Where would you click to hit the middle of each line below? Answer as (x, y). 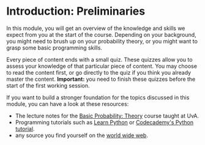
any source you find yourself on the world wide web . (81, 135)
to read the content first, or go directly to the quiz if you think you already (99, 72)
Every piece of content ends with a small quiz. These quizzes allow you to (99, 59)
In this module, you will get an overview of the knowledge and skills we (96, 28)
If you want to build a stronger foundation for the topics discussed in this (98, 97)
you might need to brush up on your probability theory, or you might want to (102, 41)
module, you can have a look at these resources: (68, 104)
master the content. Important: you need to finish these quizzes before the (101, 79)
